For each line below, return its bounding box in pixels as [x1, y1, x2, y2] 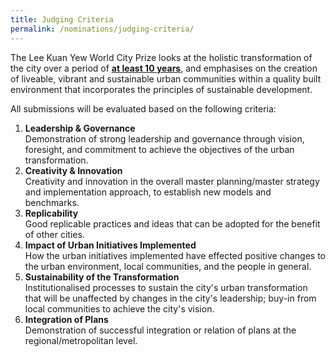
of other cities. [24, 228, 85, 240]
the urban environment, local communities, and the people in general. [24, 260, 312, 272]
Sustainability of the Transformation [24, 271, 180, 283]
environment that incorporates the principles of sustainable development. [10, 83, 313, 95]
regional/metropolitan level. [24, 334, 138, 346]
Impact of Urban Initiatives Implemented [24, 239, 197, 251]
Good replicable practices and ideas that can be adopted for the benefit [24, 217, 321, 230]
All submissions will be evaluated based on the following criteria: [10, 102, 277, 115]
